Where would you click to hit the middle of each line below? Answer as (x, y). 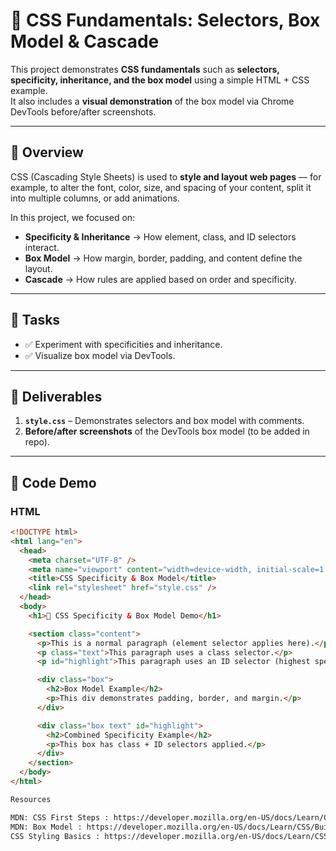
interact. (42, 247)
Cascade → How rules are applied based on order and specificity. (160, 279)
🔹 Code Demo (53, 482)
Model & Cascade (85, 41)
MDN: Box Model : (46, 827)
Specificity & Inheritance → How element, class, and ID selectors (160, 236)
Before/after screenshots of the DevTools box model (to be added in (167, 431)
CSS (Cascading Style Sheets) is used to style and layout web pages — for (166, 176)
